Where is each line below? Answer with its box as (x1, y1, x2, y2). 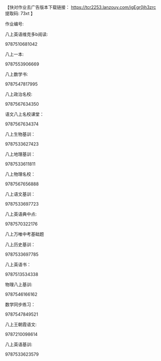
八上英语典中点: (5, 211, 37, 217)
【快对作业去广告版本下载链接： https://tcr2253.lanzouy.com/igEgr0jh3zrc (5, 4, 156, 10)
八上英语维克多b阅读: (5, 31, 48, 37)
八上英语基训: (5, 341, 33, 347)
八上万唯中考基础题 (5, 231, 44, 237)
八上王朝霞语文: (5, 322, 37, 327)
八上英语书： (5, 262, 31, 267)
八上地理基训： (5, 151, 35, 157)
